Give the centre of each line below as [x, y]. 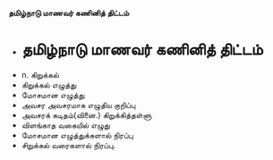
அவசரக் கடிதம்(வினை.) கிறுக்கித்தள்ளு [86, 114]
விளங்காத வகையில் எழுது [66, 125]
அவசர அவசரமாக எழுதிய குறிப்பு [78, 105]
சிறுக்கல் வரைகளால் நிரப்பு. [68, 145]
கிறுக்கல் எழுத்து [49, 85]
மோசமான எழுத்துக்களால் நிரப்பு [77, 135]
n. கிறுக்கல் [40, 74]
